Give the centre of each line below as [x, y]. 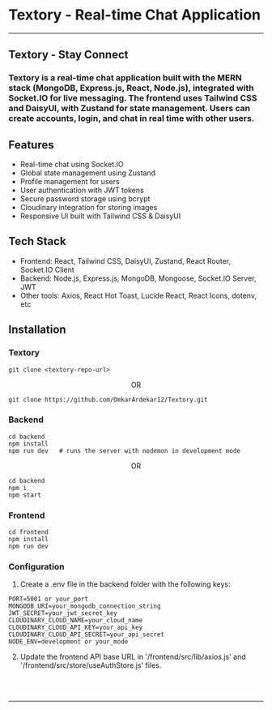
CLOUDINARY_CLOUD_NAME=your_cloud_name [76, 621]
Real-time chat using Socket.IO [72, 165]
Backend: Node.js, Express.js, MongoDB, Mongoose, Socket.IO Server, [138, 278]
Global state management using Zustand [88, 173]
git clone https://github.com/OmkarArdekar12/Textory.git [108, 399]
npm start [25, 495]
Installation [37, 330]
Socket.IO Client [47, 269]
